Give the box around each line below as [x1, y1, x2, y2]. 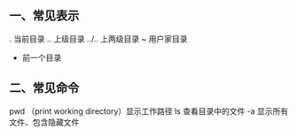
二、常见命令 [9, 80, 80, 95]
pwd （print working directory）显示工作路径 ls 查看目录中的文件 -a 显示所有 [9, 105, 289, 117]
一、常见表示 [9, 8, 80, 24]
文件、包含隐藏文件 [9, 117, 80, 127]
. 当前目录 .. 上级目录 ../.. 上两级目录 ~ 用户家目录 [9, 34, 188, 44]
